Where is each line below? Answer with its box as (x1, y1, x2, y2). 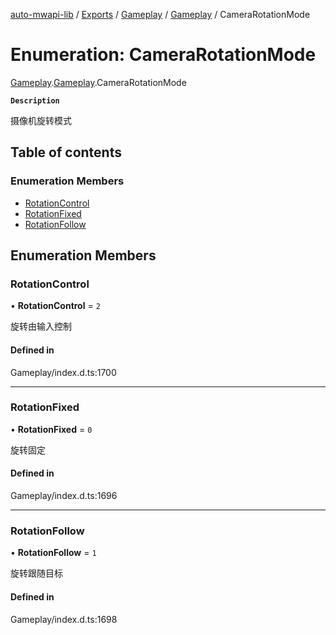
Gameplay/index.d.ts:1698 (10, 613, 118, 625)
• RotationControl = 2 (10, 300, 101, 312)
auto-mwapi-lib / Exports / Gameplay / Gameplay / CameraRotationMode (10, 9, 311, 20)
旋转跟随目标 (10, 567, 63, 579)
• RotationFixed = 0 (10, 423, 93, 435)
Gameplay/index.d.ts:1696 (10, 490, 118, 502)
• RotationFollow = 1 (10, 547, 97, 559)
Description (10, 95, 60, 106)
